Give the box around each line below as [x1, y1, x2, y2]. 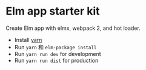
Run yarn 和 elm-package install [14, 43, 97, 51]
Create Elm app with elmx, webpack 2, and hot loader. [5, 24, 141, 32]
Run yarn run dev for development [14, 50, 101, 57]
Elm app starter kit [5, 4, 101, 18]
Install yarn [14, 36, 42, 43]
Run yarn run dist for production [14, 57, 99, 64]
